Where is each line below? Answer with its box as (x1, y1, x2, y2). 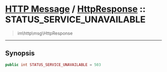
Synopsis (5, 49, 35, 58)
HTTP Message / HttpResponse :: (5, 3, 146, 15)
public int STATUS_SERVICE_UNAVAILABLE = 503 (5, 62, 101, 67)
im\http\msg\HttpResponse (17, 30, 73, 36)
